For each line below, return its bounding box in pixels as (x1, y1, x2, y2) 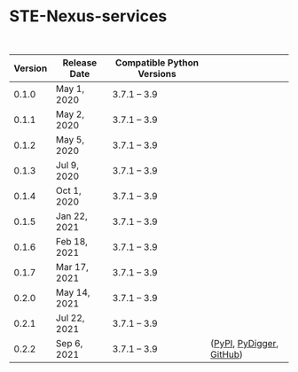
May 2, (56, 108, 85, 120)
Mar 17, (56, 260, 89, 273)
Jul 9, (56, 159, 80, 171)
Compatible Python (114, 56, 200, 68)
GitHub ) (209, 348, 244, 360)
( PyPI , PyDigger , (209, 337, 279, 349)
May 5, (56, 133, 85, 145)
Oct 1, (56, 184, 82, 197)
